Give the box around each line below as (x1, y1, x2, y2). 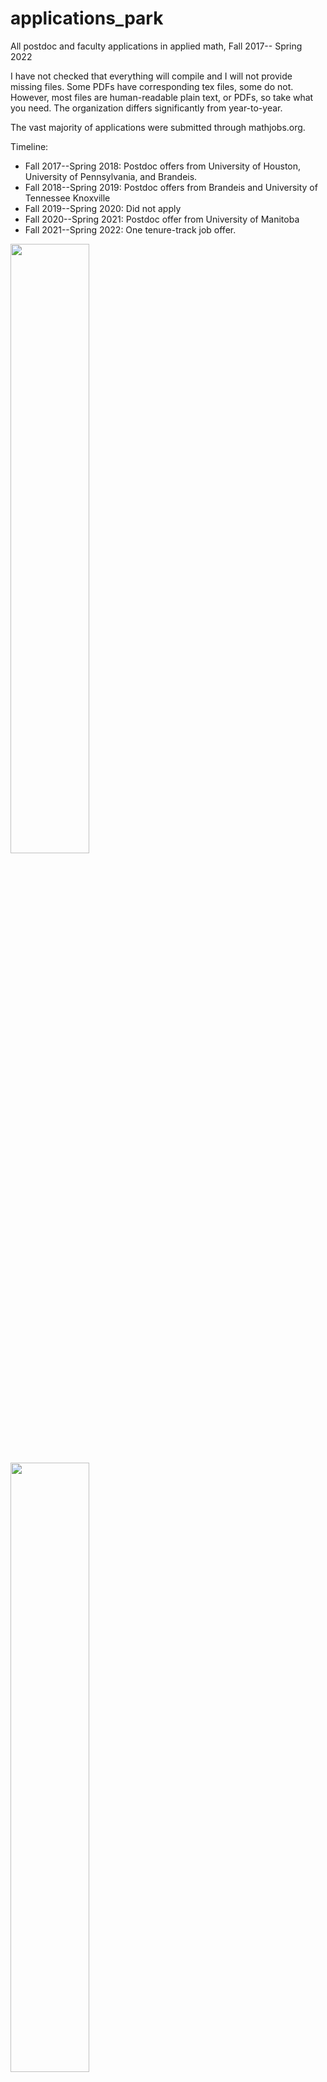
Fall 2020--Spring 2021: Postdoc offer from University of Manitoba (24, 213, 300, 225)
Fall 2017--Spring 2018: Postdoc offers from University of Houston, (24, 160, 302, 172)
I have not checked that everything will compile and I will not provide (10, 70, 293, 82)
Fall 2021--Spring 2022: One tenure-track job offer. (24, 223, 237, 236)
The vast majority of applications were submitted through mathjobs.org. (10, 121, 306, 133)
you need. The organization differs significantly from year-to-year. (10, 102, 283, 114)
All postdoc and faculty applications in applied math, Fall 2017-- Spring (10, 40, 303, 52)
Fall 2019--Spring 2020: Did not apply (24, 202, 182, 214)
